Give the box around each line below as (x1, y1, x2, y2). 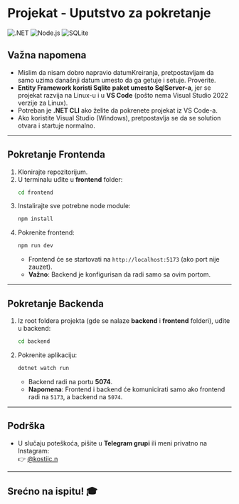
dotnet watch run (17, 364, 70, 371)
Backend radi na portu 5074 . (28, 377, 112, 386)
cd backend (17, 338, 51, 345)
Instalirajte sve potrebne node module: (17, 202, 131, 210)
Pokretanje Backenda (7, 297, 105, 309)
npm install (17, 215, 53, 222)
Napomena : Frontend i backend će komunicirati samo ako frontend (28, 385, 225, 394)
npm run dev (17, 242, 53, 250)
